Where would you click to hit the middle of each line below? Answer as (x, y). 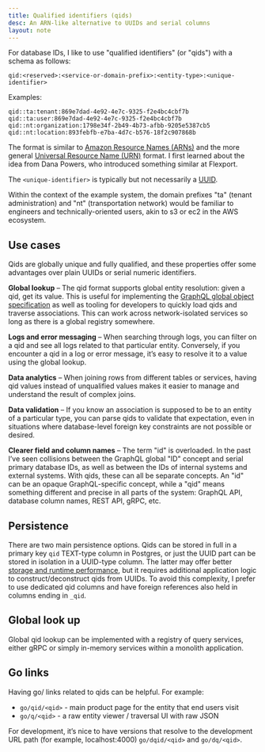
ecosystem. (27, 220)
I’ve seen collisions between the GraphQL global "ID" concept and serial (126, 459)
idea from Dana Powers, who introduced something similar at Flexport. (123, 164)
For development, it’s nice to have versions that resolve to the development (131, 731)
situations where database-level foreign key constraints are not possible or (130, 427)
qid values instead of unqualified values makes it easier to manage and (124, 386)
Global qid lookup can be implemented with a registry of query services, (126, 639)
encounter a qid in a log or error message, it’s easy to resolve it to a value (128, 354)
